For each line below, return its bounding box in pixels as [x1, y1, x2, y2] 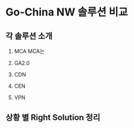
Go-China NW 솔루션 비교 [5, 5, 128, 19]
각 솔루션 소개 [5, 31, 53, 41]
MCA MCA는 [14, 48, 45, 55]
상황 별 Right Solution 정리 [5, 113, 100, 123]
